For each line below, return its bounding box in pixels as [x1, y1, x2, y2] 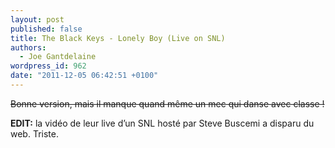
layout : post [10, 14, 65, 25]
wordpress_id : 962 [10, 61, 87, 71]
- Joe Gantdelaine [19, 52, 97, 62]
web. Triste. [10, 127, 59, 140]
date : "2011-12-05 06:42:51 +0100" [10, 71, 159, 81]
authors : [10, 42, 47, 53]
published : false [10, 24, 83, 34]
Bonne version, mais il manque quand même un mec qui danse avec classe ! [10, 97, 325, 110]
